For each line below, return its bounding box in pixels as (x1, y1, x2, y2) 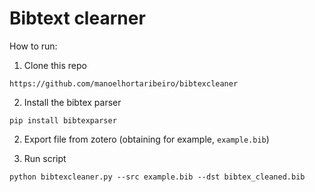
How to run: (9, 40, 58, 52)
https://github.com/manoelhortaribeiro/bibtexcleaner (9, 78, 239, 89)
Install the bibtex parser (23, 96, 122, 108)
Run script (23, 152, 67, 164)
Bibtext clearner (9, 7, 146, 30)
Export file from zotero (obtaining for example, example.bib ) (23, 133, 270, 145)
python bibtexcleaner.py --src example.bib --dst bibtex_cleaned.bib (9, 172, 306, 182)
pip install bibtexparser (9, 115, 117, 126)
